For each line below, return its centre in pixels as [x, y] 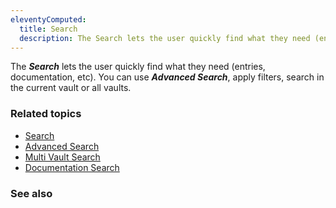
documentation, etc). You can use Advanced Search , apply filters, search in [167, 77]
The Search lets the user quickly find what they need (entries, [138, 67]
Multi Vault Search [62, 157]
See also [31, 193]
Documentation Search [72, 167]
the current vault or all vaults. [71, 88]
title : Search [48, 29]
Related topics [46, 114]
